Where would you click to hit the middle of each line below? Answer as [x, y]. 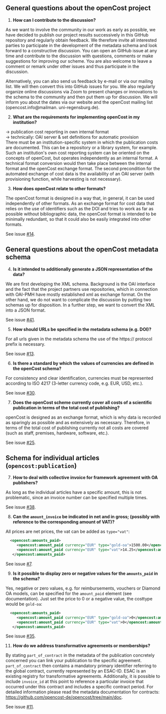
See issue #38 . [21, 507]
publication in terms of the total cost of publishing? [66, 407]
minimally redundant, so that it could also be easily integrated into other [78, 219]
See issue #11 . [20, 707]
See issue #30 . [21, 393]
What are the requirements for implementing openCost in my [76, 117]
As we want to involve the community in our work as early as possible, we [81, 30]
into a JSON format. [26, 310]
